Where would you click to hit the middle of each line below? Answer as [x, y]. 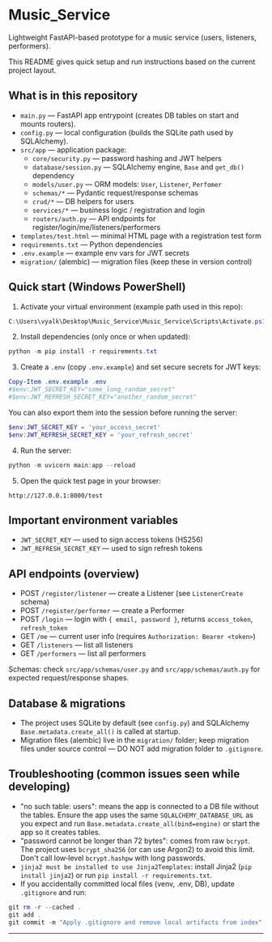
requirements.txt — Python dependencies [91, 244]
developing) [39, 787]
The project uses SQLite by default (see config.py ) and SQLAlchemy [134, 723]
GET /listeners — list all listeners [76, 645]
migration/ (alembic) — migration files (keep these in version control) [136, 262]
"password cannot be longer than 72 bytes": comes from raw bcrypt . [135, 841]
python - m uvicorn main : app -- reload [72, 465]
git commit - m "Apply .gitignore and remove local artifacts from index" [136, 922]
